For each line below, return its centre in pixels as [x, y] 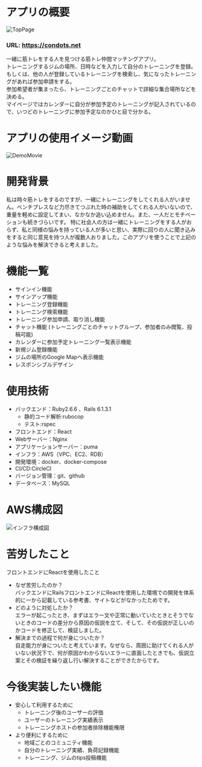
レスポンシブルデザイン [44, 365]
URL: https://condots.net [44, 45]
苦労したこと [38, 554]
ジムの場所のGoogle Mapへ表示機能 [59, 357]
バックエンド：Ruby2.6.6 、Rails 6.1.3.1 [63, 409]
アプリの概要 [38, 12]
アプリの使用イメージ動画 [70, 138]
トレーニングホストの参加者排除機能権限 [74, 727]
